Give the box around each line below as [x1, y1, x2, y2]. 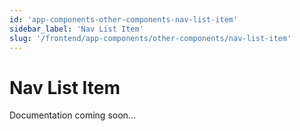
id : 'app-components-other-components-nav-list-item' [9, 14, 239, 25]
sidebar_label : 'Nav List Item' [9, 24, 144, 34]
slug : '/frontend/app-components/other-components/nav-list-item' [9, 33, 292, 43]
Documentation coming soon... [9, 109, 136, 121]
